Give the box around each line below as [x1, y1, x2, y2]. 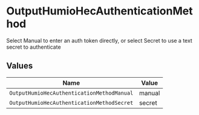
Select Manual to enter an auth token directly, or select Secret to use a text [6, 37, 192, 44]
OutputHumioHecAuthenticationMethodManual [9, 89, 134, 96]
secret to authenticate [6, 43, 62, 51]
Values [6, 61, 33, 71]
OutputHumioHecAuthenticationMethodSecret [9, 99, 134, 106]
